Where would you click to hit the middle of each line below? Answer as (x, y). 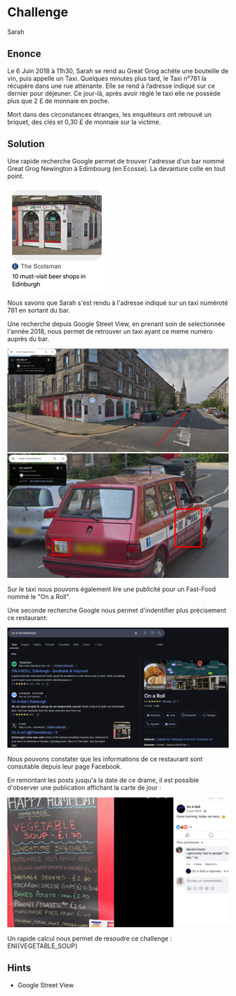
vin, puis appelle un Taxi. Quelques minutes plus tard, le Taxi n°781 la (107, 78)
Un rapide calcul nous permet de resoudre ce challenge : (90, 938)
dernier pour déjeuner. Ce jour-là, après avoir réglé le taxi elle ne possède (114, 93)
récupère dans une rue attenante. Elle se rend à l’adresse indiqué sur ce (111, 86)
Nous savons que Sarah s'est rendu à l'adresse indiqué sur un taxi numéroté (118, 303)
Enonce (24, 54)
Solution (26, 144)
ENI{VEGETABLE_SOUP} (43, 946)
